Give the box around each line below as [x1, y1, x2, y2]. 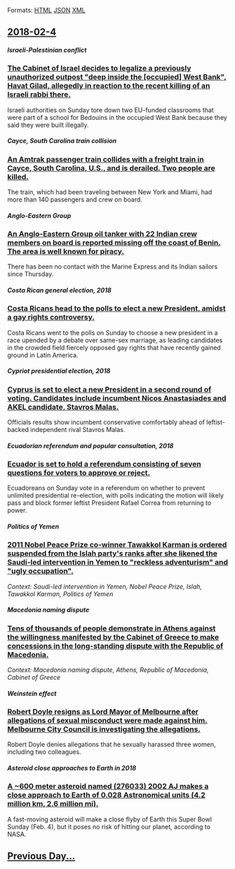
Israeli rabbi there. [7, 90, 72, 100]
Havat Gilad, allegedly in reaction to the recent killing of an [7, 81, 210, 90]
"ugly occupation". [7, 566, 74, 576]
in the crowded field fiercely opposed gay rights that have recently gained [7, 343, 221, 351]
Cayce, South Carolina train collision [7, 137, 117, 145]
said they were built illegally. [7, 121, 89, 129]
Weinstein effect [7, 689, 58, 697]
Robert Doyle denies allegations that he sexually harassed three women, [7, 740, 216, 749]
